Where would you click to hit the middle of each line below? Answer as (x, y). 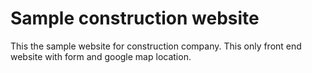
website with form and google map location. (101, 56)
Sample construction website (135, 18)
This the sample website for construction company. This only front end (156, 46)
